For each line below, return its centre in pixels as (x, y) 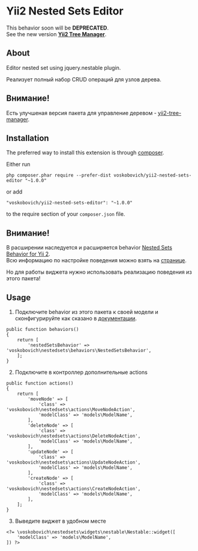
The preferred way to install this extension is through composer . (85, 153)
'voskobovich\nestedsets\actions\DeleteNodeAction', (73, 436)
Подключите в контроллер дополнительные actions (81, 372)
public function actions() (40, 383)
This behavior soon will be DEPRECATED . (58, 28)
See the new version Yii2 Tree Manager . (56, 34)
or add (14, 192)
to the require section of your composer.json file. (66, 214)
